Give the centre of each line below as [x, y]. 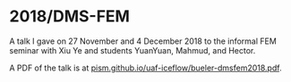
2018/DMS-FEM [69, 16]
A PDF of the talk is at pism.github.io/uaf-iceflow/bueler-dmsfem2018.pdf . [145, 68]
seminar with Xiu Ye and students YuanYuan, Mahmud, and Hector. [133, 50]
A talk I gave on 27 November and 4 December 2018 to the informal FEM [143, 41]
